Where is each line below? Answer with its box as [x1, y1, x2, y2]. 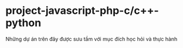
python [5, 16, 42, 29]
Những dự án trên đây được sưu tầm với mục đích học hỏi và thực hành [5, 35, 178, 42]
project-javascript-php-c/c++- [5, 4, 159, 17]
